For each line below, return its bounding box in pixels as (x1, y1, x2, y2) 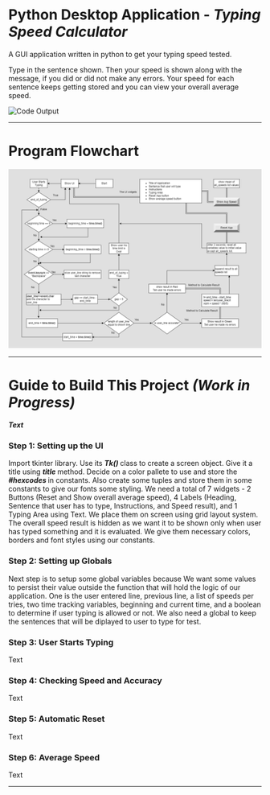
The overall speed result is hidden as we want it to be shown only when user (8, 518, 262, 528)
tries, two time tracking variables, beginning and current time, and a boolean (8, 599, 261, 609)
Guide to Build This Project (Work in (8, 377, 251, 395)
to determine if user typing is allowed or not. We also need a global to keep (8, 608, 257, 617)
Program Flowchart (8, 142, 139, 160)
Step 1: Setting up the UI (8, 440, 104, 451)
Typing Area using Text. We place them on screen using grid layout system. (8, 509, 259, 520)
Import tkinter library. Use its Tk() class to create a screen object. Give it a (8, 459, 253, 468)
